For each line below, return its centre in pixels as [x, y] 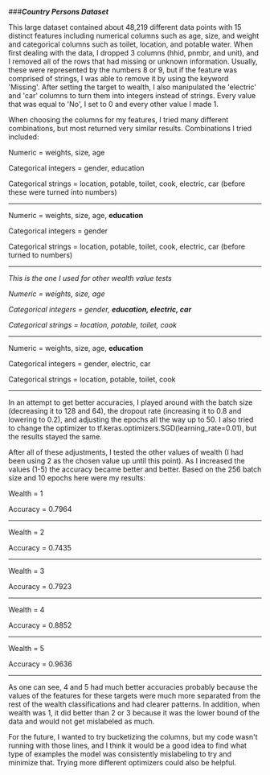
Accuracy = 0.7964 [40, 509]
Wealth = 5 [27, 648]
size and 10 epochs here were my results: [77, 478]
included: [24, 137]
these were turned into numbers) [63, 192]
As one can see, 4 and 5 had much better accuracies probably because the [133, 687]
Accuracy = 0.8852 [40, 625]
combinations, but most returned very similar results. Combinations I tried [130, 128]
